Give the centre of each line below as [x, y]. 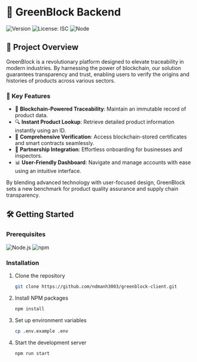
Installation [23, 263]
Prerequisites [26, 234]
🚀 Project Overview [42, 47]
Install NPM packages [41, 298]
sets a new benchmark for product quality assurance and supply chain [93, 189]
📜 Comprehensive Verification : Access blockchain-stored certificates [101, 137]
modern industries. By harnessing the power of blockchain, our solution [94, 68]
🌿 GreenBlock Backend [63, 12]
